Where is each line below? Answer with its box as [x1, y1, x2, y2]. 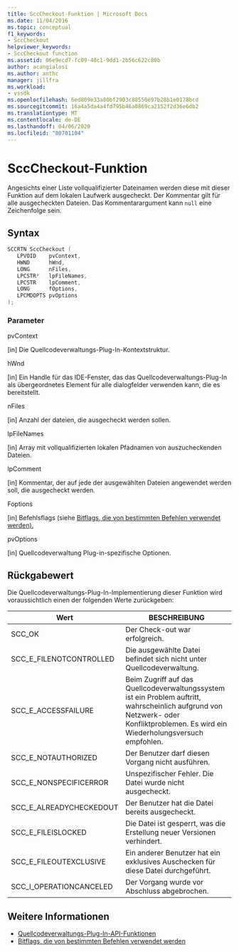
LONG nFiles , [16, 265, 72, 273]
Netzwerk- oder [125, 710, 180, 720]
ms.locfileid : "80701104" [7, 129, 84, 137]
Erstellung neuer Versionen [125, 827, 216, 837]
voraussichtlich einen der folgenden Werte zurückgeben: [7, 596, 174, 605]
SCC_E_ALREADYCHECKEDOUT [11, 803, 119, 813]
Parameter [7, 315, 45, 325]
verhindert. [125, 837, 162, 847]
